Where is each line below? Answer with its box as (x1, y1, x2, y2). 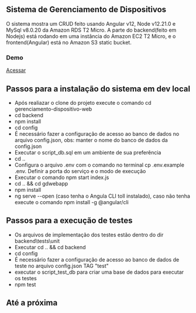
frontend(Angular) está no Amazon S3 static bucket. (6, 39, 132, 46)
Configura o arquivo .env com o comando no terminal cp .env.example (14, 161, 184, 168)
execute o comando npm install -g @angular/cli (14, 198, 129, 205)
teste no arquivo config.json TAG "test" (14, 262, 109, 269)
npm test (14, 281, 36, 288)
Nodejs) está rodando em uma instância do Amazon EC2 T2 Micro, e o (6, 32, 176, 40)
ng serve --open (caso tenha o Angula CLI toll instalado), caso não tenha (14, 192, 190, 200)
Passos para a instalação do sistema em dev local (6, 84, 191, 94)
